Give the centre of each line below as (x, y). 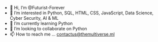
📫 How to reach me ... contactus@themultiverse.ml (62, 34)
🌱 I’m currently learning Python (41, 23)
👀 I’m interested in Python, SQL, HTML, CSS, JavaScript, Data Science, (81, 13)
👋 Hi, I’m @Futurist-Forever (37, 8)
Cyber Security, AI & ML (34, 18)
